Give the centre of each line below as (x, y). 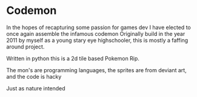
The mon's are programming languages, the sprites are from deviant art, (96, 70)
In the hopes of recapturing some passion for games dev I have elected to (98, 27)
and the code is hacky (34, 76)
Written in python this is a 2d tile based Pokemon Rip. (73, 58)
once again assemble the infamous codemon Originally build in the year (96, 33)
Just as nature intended (36, 88)
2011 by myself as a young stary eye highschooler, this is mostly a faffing (97, 40)
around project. (25, 47)
